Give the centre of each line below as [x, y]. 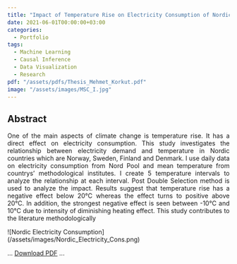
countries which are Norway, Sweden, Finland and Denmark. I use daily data [119, 158]
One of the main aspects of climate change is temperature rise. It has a [119, 136]
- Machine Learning [42, 52]
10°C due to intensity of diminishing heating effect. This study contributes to [119, 211]
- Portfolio [31, 37]
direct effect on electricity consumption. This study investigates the [119, 143]
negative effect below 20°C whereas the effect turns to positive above [119, 196]
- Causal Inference [42, 60]
